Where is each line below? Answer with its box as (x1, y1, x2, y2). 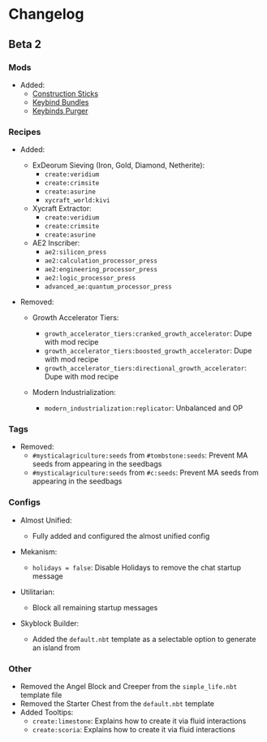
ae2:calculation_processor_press (44, 257, 158, 265)
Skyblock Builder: (19, 618, 80, 628)
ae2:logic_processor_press (44, 274, 136, 283)
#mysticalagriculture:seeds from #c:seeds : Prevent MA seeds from (32, 468, 259, 478)
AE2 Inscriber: (32, 238, 80, 248)
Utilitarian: (19, 587, 55, 597)
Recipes (8, 126, 41, 137)
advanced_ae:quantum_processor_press (44, 283, 172, 291)
